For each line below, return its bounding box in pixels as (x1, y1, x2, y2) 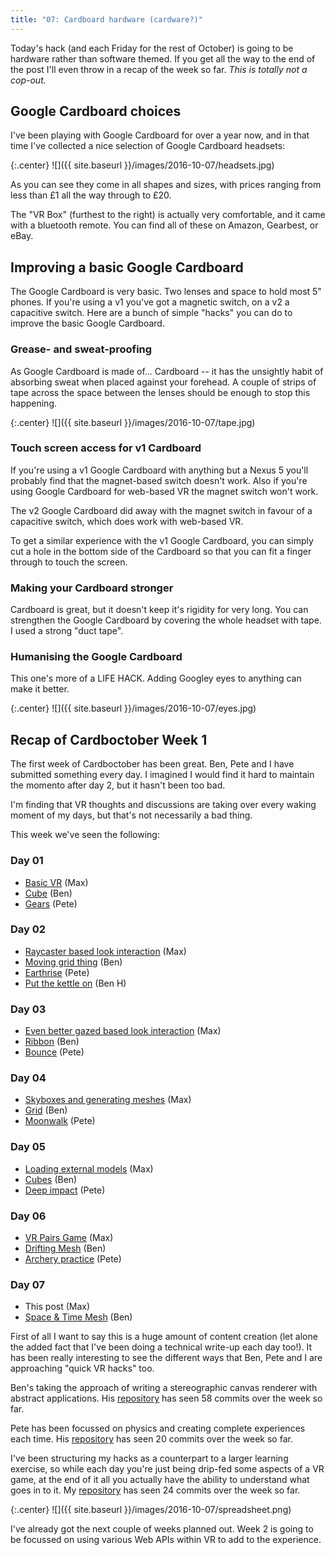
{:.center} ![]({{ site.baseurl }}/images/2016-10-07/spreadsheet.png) (10, 1504, 292, 1516)
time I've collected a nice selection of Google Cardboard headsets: (10, 140, 286, 152)
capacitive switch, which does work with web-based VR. (10, 515, 244, 527)
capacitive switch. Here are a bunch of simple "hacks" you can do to (10, 307, 293, 319)
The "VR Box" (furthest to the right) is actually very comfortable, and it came (10, 209, 326, 221)
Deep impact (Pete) (24, 1184, 106, 1196)
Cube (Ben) (24, 887, 73, 899)
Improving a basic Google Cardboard (10, 259, 244, 276)
